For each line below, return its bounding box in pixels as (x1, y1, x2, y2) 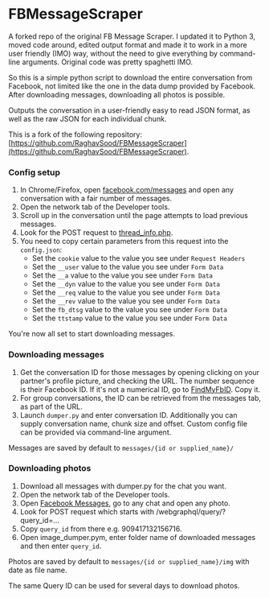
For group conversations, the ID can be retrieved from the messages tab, (19, 393, 262, 402)
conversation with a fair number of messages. (19, 194, 173, 204)
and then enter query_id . (19, 541, 102, 551)
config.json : (19, 245, 63, 254)
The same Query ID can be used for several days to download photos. (8, 580, 240, 590)
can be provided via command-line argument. (19, 427, 172, 437)
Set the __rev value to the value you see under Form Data (31, 296, 221, 306)
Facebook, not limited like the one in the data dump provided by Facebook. (8, 81, 256, 91)
